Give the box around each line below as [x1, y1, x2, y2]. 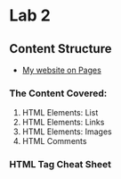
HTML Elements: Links [21, 117, 105, 128]
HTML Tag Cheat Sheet [9, 158, 111, 171]
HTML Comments [21, 136, 87, 147]
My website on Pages [21, 64, 102, 75]
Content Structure [9, 41, 112, 56]
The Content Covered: [9, 87, 108, 99]
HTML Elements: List [21, 107, 99, 118]
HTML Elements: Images [21, 126, 113, 137]
